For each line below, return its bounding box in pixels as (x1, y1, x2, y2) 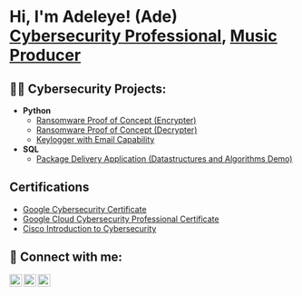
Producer (9, 45, 82, 65)
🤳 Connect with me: (9, 250, 122, 265)
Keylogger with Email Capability (35, 134, 155, 144)
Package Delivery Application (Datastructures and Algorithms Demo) (35, 153, 293, 164)
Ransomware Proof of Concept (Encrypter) (35, 115, 197, 125)
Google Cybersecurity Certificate (22, 203, 147, 214)
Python (22, 105, 52, 115)
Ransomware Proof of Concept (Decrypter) (35, 124, 198, 135)
